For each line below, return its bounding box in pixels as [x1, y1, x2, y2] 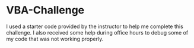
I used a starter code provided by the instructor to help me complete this [6, 23, 184, 30]
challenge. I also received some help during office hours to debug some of [6, 29, 189, 36]
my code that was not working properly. [6, 35, 104, 42]
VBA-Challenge [6, 4, 85, 17]
